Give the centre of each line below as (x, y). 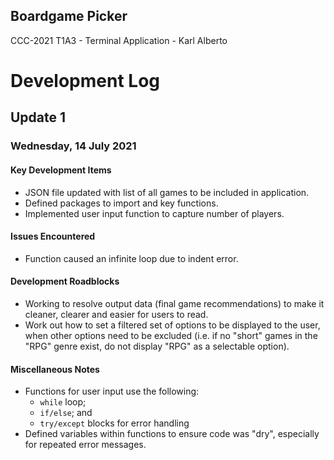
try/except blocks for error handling (114, 423)
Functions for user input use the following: (112, 391)
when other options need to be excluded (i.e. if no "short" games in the (171, 335)
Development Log (85, 81)
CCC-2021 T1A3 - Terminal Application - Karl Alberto (119, 40)
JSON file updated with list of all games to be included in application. (167, 192)
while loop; (63, 402)
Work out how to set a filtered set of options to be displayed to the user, (172, 325)
